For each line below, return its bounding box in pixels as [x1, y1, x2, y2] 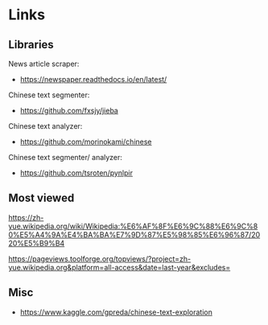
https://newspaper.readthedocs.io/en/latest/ [19, 75, 167, 84]
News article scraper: [8, 59, 80, 68]
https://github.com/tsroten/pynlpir [19, 168, 133, 178]
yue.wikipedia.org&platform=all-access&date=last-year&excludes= [8, 262, 231, 272]
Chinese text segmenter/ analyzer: [8, 153, 123, 162]
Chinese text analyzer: [8, 121, 83, 130]
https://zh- [8, 212, 44, 222]
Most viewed [8, 191, 75, 205]
